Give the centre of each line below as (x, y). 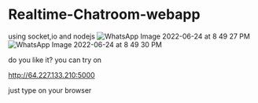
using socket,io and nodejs (52, 36)
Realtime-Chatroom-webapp (104, 15)
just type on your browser (50, 90)
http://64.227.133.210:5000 (52, 75)
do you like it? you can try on (55, 60)
